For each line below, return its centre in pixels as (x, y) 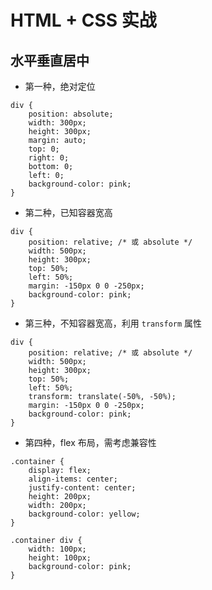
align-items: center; (73, 479)
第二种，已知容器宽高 (68, 212)
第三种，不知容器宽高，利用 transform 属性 (113, 323)
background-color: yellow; (84, 514)
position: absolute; (71, 114)
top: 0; (44, 149)
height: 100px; (60, 558)
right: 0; (49, 158)
